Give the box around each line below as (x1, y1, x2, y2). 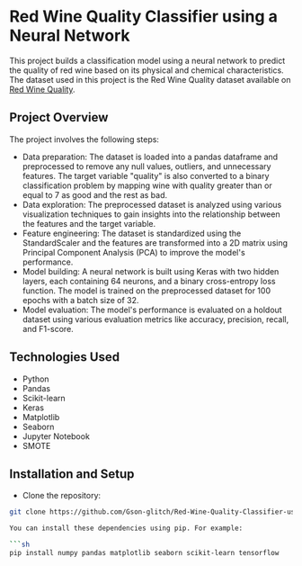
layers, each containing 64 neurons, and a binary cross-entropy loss (22, 275, 276, 286)
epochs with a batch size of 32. (22, 294, 139, 305)
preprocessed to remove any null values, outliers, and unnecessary (22, 160, 271, 172)
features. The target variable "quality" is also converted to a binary (22, 170, 270, 181)
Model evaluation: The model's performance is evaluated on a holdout (22, 304, 282, 315)
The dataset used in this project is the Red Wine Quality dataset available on (9, 74, 291, 85)
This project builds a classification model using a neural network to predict (9, 55, 286, 66)
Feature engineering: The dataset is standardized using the (22, 228, 242, 238)
